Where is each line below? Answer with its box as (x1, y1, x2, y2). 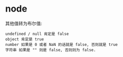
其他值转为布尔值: (5, 20, 43, 26)
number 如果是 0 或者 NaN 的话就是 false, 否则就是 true (5, 42, 118, 47)
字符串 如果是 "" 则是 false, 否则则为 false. (5, 47, 96, 52)
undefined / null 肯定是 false (5, 31, 69, 36)
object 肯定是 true (5, 36, 44, 42)
